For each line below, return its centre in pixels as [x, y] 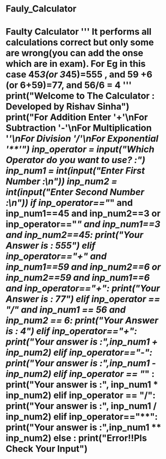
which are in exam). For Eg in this [76, 64]
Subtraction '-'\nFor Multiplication [79, 128]
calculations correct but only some [80, 43]
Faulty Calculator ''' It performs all [79, 32]
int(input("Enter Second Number [75, 192]
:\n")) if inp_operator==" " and [69, 203]
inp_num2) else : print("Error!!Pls [76, 438]
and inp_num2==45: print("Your [74, 235]
